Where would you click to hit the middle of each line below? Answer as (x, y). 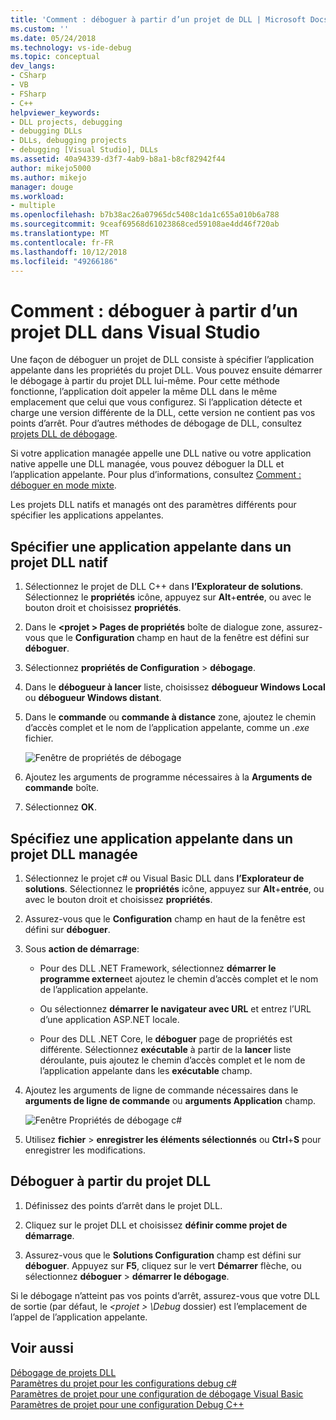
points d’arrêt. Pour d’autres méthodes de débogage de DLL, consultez (156, 423)
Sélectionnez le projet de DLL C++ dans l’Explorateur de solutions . (164, 587)
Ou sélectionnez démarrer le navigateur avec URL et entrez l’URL (175, 1008)
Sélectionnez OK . (60, 807)
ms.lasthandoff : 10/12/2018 (69, 252)
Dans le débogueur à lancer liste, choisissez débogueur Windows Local (175, 687)
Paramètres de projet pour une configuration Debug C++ (127, 1404)
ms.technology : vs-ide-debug (71, 47)
